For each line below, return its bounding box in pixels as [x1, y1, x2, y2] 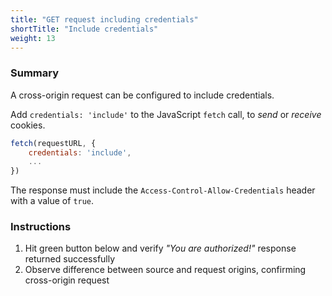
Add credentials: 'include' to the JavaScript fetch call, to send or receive [10, 108, 322, 120]
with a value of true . [10, 195, 95, 207]
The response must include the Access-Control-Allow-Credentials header [10, 184, 316, 196]
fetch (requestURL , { [10, 138, 97, 148]
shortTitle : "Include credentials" [10, 24, 159, 34]
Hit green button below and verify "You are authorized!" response [24, 242, 297, 255]
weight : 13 [10, 33, 56, 43]
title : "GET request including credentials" [10, 14, 199, 25]
